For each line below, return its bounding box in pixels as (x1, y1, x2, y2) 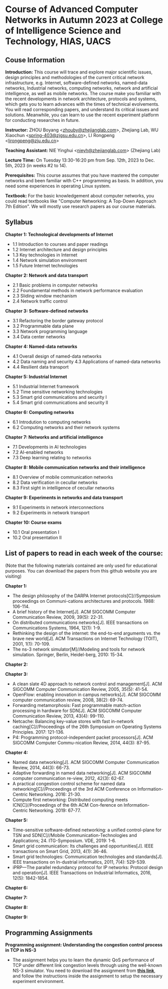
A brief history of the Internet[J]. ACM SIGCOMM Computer (12, 608, 136, 615)
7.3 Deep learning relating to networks (12, 454, 92, 460)
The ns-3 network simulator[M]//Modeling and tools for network (12, 646, 145, 652)
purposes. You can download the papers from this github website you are (5, 568, 157, 574)
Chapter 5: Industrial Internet (5, 374, 67, 380)
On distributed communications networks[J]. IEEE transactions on (12, 619, 149, 625)
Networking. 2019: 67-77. (29, 807, 81, 813)
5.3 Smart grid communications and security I (12, 394, 107, 400)
